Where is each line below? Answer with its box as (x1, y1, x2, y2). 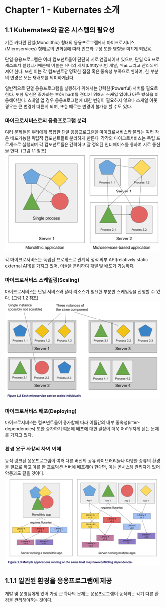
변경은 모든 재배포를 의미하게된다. (10, 75, 75, 80)
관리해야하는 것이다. (14, 597, 53, 603)
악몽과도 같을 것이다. (5, 470, 45, 476)
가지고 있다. (10, 432, 33, 438)
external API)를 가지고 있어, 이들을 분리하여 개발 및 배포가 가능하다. (5, 263, 135, 269)
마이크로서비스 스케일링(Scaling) (5, 277, 80, 284)
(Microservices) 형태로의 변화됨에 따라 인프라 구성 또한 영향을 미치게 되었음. (5, 46, 153, 52)
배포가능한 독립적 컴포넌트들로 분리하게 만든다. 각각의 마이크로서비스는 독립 (10, 135, 155, 141)
